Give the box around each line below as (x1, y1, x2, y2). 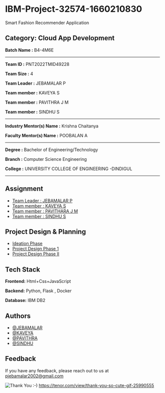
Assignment (5, 184, 43, 193)
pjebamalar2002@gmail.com (5, 373, 64, 379)
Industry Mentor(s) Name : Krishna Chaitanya (5, 123, 99, 129)
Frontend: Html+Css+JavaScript (5, 278, 71, 284)
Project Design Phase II (12, 251, 60, 257)
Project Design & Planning (5, 227, 86, 236)
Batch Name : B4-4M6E (5, 47, 54, 53)
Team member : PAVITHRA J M (5, 99, 69, 105)
